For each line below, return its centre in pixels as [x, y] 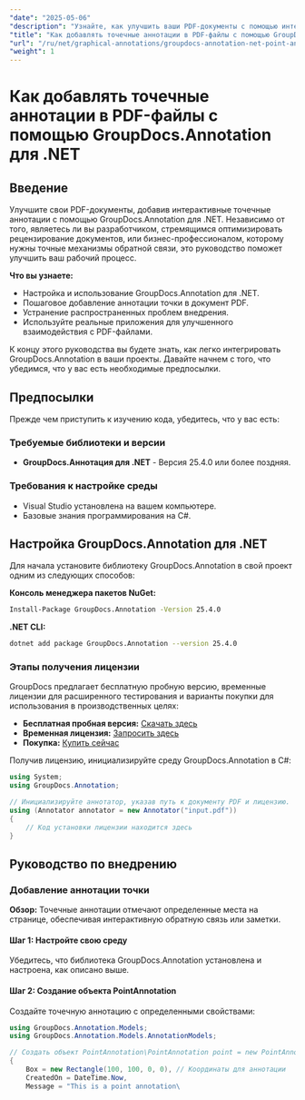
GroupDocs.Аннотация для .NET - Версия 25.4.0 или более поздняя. [157, 462]
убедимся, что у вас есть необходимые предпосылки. [115, 369]
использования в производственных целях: [94, 706]
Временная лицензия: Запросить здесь [101, 733]
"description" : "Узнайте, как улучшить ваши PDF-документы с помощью [144, 26]
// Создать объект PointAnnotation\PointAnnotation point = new [133, 1053]
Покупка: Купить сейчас [71, 743]
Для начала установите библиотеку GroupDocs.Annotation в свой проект [151, 566]
